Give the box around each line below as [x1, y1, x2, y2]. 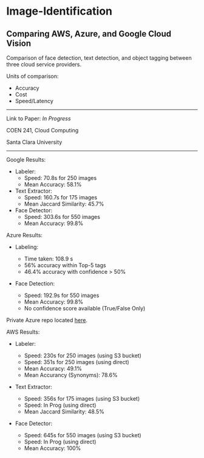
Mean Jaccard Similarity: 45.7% [24, 200, 104, 207]
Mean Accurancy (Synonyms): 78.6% [24, 371, 118, 379]
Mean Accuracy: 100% [24, 445, 81, 452]
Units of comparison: [6, 73, 59, 80]
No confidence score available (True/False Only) [24, 305, 146, 312]
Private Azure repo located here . [6, 317, 88, 324]
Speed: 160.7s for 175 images [24, 194, 98, 201]
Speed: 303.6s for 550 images [24, 213, 100, 220]
